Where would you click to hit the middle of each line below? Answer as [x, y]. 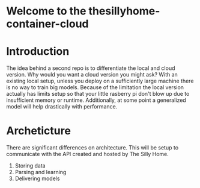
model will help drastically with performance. [62, 107]
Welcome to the [46, 11]
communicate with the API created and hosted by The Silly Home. [88, 154]
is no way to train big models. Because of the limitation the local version [95, 87]
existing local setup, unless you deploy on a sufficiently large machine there [100, 81]
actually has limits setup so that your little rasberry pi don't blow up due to [98, 94]
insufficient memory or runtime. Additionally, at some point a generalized [96, 100]
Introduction [38, 52]
